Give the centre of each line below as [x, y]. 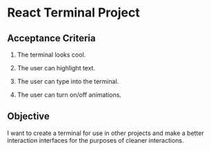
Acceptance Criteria [51, 38]
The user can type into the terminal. [68, 81]
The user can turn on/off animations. [69, 95]
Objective [29, 116]
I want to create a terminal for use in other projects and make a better [106, 133]
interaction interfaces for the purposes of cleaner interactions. [96, 140]
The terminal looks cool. [51, 54]
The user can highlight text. [56, 68]
